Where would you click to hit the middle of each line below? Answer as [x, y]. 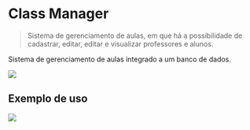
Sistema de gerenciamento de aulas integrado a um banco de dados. [120, 59]
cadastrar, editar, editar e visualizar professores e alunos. [120, 43]
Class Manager [59, 14]
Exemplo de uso [48, 99]
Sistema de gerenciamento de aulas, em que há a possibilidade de [135, 35]
